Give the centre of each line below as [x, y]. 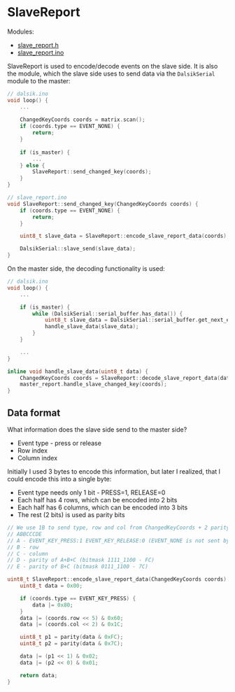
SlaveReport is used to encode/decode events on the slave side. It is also [113, 66]
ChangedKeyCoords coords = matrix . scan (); [83, 120]
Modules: [21, 31]
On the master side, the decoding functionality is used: [86, 269]
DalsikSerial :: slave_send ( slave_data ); [78, 249]
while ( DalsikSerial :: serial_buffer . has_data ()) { [108, 313]
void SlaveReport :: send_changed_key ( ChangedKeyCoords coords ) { [103, 204]
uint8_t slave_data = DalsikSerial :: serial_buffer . [121, 320]
